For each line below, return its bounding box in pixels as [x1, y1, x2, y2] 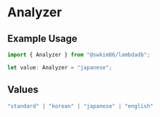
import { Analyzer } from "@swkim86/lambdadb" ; [7, 51, 151, 58]
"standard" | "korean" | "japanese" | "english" [7, 102, 154, 110]
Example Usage [7, 33, 78, 45]
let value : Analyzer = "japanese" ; [7, 64, 113, 71]
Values [7, 84, 39, 96]
